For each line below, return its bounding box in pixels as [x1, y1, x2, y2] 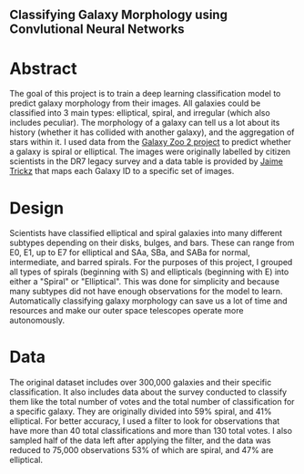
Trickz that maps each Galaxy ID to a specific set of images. [9, 166, 235, 177]
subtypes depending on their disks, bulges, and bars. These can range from [9, 237, 295, 249]
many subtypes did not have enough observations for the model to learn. [9, 286, 284, 297]
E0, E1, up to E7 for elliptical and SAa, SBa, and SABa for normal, [9, 247, 250, 258]
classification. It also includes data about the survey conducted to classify [9, 386, 288, 397]
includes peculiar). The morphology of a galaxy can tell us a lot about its [9, 118, 280, 129]
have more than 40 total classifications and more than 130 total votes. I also [9, 426, 293, 437]
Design [9, 198, 65, 218]
